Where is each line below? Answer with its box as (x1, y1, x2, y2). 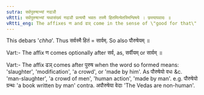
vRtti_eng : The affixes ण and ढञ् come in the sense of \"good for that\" (6, 20, 197, 26)
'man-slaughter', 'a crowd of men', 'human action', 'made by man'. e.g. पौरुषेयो (6, 75, 198, 82)
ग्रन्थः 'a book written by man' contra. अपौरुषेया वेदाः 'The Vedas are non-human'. (6, 82, 195, 89)
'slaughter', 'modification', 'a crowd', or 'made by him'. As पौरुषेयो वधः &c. (6, 68, 183, 76)
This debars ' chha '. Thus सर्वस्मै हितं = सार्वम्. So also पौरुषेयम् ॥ (6, 37, 150, 44)
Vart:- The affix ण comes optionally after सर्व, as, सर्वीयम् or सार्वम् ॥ (6, 49, 162, 57)
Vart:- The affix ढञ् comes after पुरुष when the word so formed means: (6, 62, 179, 69)
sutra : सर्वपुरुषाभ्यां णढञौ (6, 9, 56, 15)
